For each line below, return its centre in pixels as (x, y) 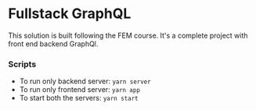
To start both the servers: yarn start (79, 98)
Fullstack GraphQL (70, 14)
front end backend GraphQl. (53, 43)
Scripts (22, 64)
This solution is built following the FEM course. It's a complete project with (128, 35)
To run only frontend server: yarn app (80, 90)
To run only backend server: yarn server (85, 81)
